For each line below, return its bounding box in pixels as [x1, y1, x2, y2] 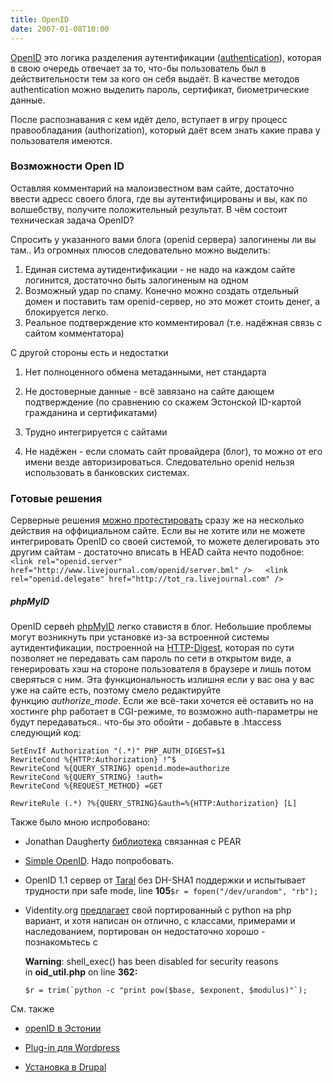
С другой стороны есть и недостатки [10, 346, 169, 358]
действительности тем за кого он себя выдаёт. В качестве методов [10, 72, 300, 85]
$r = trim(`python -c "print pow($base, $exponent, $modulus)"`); [24, 986, 308, 996]
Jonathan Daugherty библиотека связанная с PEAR [24, 836, 242, 848]
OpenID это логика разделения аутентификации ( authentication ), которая [10, 51, 322, 63]
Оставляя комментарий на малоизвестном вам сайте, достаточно [10, 182, 295, 194]
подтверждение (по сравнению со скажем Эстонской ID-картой [24, 396, 302, 408]
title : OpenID [10, 14, 70, 25]
